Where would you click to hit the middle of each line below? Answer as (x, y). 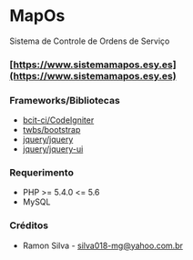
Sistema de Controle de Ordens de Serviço (90, 41)
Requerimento (42, 173)
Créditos (29, 225)
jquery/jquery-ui (53, 149)
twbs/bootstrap (51, 130)
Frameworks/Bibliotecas (65, 100)
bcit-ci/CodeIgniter (58, 120)
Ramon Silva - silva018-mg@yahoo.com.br (103, 245)
